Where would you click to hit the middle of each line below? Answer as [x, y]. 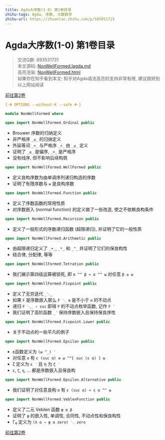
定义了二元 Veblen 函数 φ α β [42, 409]
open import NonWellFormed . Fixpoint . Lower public [58, 322]
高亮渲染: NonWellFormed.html [49, 72]
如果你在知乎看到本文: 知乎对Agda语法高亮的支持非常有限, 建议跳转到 [89, 79]
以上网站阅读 [30, 85]
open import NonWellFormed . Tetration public [52, 264]
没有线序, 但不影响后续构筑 [40, 158]
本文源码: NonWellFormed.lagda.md [54, 66]
